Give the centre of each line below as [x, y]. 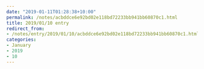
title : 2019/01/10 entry [38, 23]
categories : [21, 40]
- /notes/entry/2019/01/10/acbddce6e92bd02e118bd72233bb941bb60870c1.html [103, 34]
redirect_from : [25, 28]
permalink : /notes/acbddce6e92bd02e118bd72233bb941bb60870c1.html [92, 17]
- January [19, 46]
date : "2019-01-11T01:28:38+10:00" [51, 12]
